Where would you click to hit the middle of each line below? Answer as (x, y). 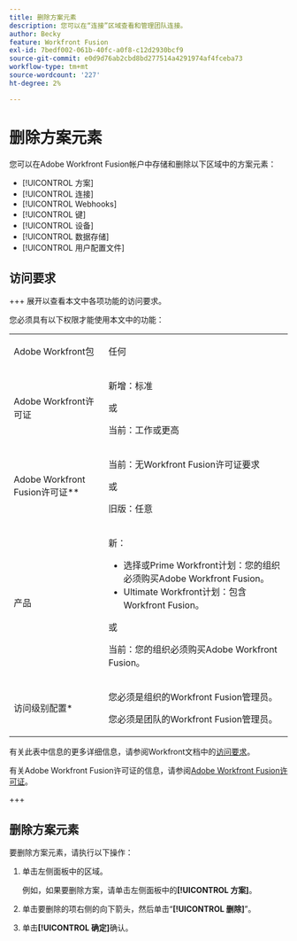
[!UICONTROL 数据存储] (65, 237)
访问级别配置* (43, 708)
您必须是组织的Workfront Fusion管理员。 (193, 697)
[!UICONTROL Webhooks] (69, 204)
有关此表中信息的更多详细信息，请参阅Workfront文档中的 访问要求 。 (132, 752)
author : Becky (35, 34)
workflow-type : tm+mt (49, 67)
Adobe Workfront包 (54, 352)
